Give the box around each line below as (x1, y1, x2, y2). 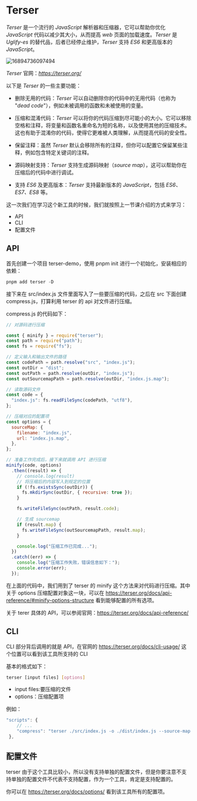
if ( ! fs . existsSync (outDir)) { (16, 484, 94, 490)
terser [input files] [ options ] (6, 674, 85, 681)
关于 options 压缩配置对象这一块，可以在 (6, 589, 105, 596)
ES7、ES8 (14, 189, 39, 196)
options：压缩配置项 (14, 693, 64, 700)
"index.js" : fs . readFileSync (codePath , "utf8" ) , (11, 397, 133, 403)
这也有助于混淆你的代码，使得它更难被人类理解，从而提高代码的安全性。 (14, 129, 190, 136)
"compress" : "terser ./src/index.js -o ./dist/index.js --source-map (16, 728, 191, 735)
